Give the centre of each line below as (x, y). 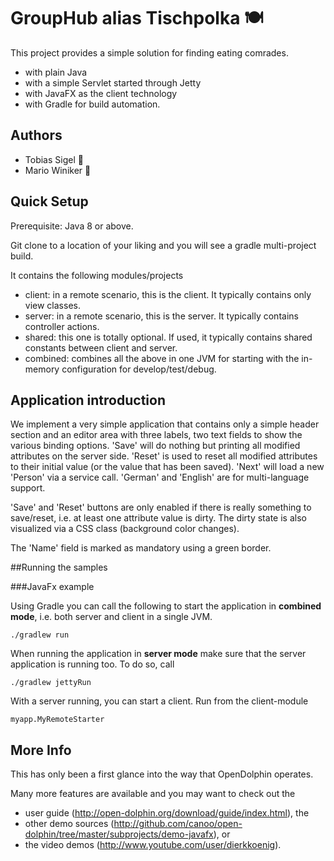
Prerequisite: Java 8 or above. (72, 226)
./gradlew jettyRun (51, 683)
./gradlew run (40, 635)
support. (28, 488)
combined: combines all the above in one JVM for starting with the (162, 358)
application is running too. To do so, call (92, 664)
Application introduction (88, 400)
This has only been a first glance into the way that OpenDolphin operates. (162, 774)
